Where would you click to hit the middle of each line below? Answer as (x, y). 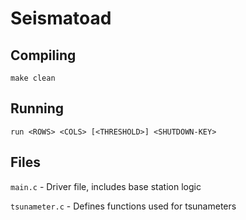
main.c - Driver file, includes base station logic (106, 186)
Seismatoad (61, 18)
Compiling (43, 55)
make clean (33, 78)
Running (37, 108)
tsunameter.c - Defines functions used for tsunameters (123, 206)
